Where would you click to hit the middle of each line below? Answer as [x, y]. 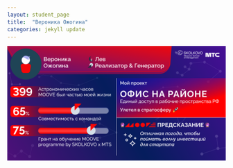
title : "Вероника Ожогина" [48, 22]
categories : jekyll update [46, 29]
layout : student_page [38, 15]
